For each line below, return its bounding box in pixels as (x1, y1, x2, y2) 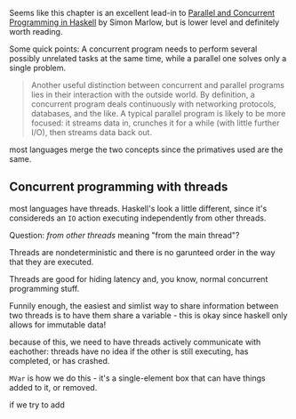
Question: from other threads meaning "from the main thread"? (9, 230, 240, 240)
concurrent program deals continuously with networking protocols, (30, 99, 276, 109)
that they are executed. (9, 256, 94, 267)
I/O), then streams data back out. (30, 127, 153, 137)
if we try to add (9, 399, 65, 410)
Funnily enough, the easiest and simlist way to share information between (9, 300, 279, 310)
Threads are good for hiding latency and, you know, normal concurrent (9, 273, 268, 284)
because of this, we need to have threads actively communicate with (9, 336, 261, 347)
